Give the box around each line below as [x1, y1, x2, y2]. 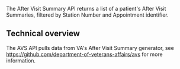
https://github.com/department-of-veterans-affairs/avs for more [6, 51, 163, 58]
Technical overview [6, 29, 80, 39]
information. [6, 57, 36, 64]
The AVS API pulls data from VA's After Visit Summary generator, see [6, 44, 175, 51]
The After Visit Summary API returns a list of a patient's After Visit [6, 5, 166, 12]
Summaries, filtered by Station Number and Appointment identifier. [6, 11, 169, 18]
